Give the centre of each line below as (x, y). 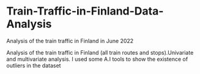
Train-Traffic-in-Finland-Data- (85, 11)
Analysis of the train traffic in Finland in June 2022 (70, 41)
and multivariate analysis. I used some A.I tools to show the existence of (97, 59)
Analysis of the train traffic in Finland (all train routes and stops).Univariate (100, 52)
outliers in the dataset (34, 66)
